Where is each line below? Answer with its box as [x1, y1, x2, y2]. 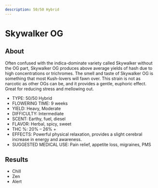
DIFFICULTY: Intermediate [12, 110, 64, 116]
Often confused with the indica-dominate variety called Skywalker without [5, 60, 153, 66]
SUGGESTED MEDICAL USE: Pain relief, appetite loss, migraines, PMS [12, 141, 151, 147]
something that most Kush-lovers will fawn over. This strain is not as [5, 76, 141, 81]
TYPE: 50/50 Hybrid [12, 95, 52, 101]
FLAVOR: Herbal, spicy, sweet [12, 121, 72, 126]
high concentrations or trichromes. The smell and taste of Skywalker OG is [5, 70, 154, 76]
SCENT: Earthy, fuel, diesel [12, 116, 66, 122]
